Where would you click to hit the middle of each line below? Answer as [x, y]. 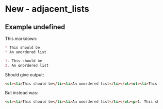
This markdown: [21, 38]
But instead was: [22, 93]
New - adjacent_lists [47, 9]
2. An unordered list [27, 65]
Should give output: [25, 74]
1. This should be [24, 61]
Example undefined [35, 27]
